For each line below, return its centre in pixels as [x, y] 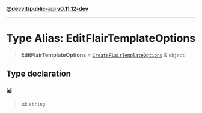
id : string [33, 103]
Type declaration [38, 74]
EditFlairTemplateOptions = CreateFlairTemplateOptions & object [103, 55]
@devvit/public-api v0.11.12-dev [47, 9]
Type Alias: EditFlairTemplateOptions [101, 39]
